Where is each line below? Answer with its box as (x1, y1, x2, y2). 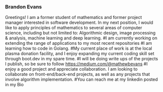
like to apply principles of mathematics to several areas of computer (5, 25, 142, 31)
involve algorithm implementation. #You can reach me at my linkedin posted (5, 76, 158, 82)
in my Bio (5, 82, 24, 88)
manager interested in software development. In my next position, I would (5, 19, 153, 25)
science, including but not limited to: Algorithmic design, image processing (5, 30, 156, 36)
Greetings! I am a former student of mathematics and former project (5, 15, 142, 20)
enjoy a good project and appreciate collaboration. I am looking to (5, 66, 138, 72)
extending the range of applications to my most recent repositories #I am (5, 40, 152, 46)
